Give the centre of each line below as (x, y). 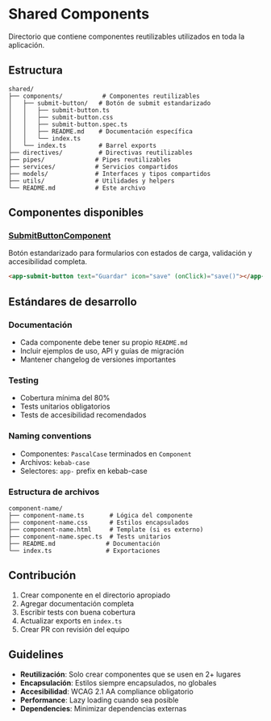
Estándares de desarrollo (73, 302)
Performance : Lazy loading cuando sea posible (99, 700)
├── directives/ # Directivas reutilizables (101, 153)
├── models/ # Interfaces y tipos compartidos (110, 174)
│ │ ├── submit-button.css (61, 117)
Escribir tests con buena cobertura (77, 612)
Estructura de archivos (54, 492)
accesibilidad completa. (48, 262)
